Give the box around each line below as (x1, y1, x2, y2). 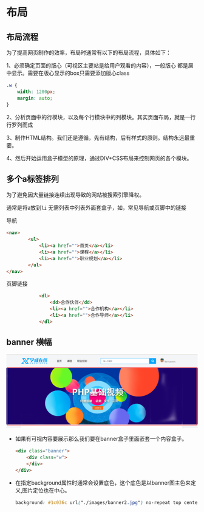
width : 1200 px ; (17, 89, 56, 95)
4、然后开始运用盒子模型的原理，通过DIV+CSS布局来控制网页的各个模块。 (6, 154, 192, 162)
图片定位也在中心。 (22, 486, 70, 494)
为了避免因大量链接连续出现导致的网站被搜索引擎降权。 (6, 191, 144, 198)
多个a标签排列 (6, 174, 59, 184)
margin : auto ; (17, 95, 53, 101)
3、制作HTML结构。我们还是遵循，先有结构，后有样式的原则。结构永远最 (6, 134, 190, 141)
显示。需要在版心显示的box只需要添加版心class (11, 69, 130, 77)
